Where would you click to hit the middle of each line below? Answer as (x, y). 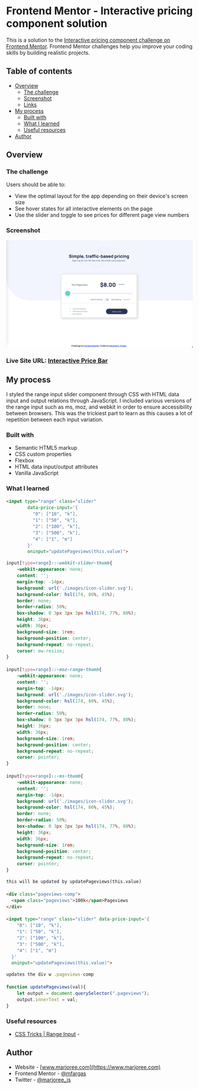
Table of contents (39, 72)
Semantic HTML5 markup (46, 448)
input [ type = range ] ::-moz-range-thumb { (54, 670)
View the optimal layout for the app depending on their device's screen (101, 196)
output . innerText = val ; (47, 999)
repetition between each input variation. (55, 419)
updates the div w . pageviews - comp (50, 975)
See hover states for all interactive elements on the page (84, 209)
